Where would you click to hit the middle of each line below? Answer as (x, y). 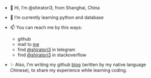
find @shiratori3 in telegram (46, 49)
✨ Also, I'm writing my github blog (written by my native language (78, 64)
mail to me (28, 44)
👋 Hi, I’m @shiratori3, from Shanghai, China (55, 8)
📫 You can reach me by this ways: (46, 27)
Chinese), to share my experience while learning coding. (68, 70)
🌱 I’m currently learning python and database (57, 17)
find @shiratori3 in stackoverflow (52, 55)
